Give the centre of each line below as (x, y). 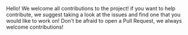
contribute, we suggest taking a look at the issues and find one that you (93, 15)
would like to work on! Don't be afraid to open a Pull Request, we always (94, 21)
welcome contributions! (35, 27)
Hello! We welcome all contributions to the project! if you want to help (91, 8)
